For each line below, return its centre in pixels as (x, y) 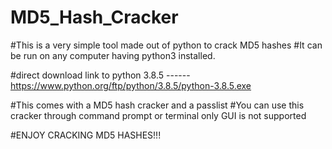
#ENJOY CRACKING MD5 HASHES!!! (86, 135)
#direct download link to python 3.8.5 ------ (100, 75)
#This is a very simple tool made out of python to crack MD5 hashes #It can (166, 45)
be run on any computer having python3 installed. (113, 55)
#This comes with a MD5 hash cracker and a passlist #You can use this (157, 105)
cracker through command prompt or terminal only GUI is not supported (158, 115)
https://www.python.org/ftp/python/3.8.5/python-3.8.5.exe (131, 85)
